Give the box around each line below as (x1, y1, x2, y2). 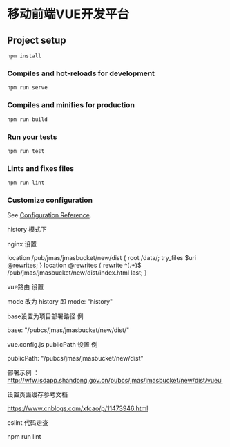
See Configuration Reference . (7, 211, 92, 219)
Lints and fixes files (7, 163, 75, 173)
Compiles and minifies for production (7, 100, 135, 110)
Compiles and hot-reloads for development (7, 69, 155, 78)
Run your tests (7, 132, 57, 142)
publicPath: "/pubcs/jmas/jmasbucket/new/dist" (7, 354, 144, 363)
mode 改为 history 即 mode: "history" (7, 298, 113, 306)
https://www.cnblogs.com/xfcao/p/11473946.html (7, 404, 148, 412)
